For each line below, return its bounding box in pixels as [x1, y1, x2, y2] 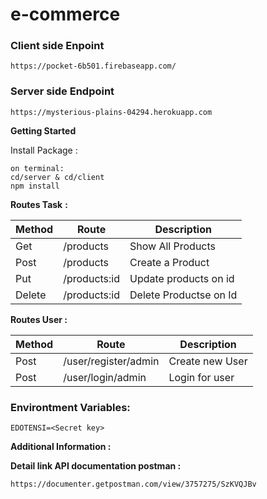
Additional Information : [10, 441, 112, 453]
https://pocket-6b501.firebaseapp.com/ [10, 61, 177, 72]
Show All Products [129, 239, 217, 253]
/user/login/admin [63, 370, 147, 384]
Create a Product [129, 255, 210, 269]
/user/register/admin [63, 354, 160, 368]
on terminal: [10, 163, 65, 173]
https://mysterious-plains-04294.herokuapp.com [10, 107, 213, 117]
